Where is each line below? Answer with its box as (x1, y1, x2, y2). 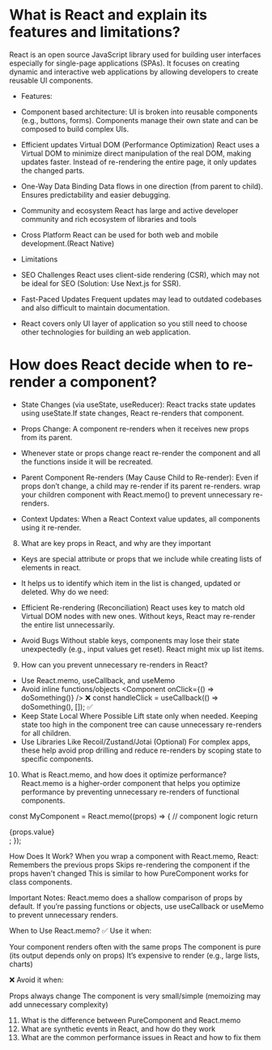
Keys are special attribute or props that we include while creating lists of (20, 553, 262, 564)
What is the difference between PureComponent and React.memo (20, 1015, 241, 1025)
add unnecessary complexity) (9, 999, 108, 1009)
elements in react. (20, 562, 82, 572)
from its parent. (20, 432, 73, 442)
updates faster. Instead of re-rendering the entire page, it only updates (20, 156, 257, 167)
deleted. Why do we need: (20, 587, 109, 596)
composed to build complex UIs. (20, 124, 130, 134)
